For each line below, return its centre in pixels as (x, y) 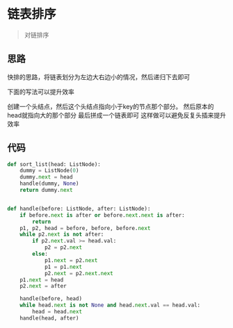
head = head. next (57, 312)
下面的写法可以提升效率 (41, 92)
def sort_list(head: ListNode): (54, 164)
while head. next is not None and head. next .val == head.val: (110, 305)
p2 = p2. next (63, 247)
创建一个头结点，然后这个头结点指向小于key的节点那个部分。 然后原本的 (111, 106)
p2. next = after (43, 286)
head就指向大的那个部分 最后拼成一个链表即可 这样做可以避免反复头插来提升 (116, 115)
